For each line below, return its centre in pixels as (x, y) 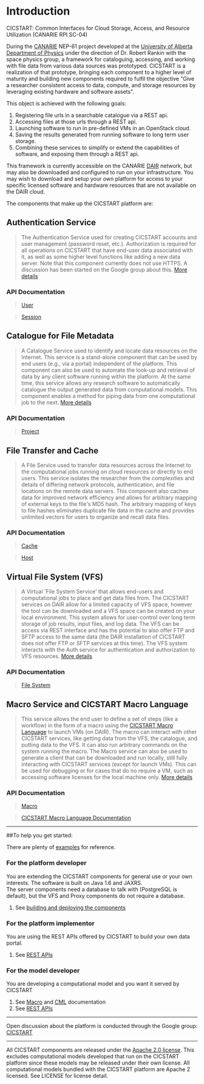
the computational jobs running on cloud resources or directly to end (107, 471)
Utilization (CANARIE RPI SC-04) (47, 34)
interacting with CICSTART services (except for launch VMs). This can (109, 764)
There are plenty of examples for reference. (61, 847)
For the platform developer (46, 863)
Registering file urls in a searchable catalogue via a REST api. (92, 115)
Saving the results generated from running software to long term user (102, 135)
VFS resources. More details (57, 656)
